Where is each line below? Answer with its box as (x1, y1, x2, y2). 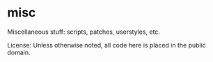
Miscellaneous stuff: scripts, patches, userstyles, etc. (7, 28, 160, 36)
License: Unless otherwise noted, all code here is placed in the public (7, 41, 207, 49)
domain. (7, 48, 31, 56)
